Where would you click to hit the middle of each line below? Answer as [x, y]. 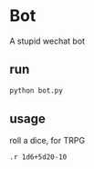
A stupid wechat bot [47, 41]
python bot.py [37, 90]
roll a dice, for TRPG [47, 141]
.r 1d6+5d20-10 [38, 157]
